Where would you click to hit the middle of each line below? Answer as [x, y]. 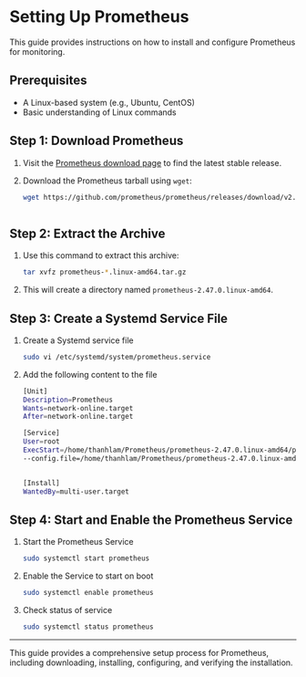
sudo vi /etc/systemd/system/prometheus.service [117, 357]
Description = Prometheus [68, 400]
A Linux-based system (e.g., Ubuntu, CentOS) [109, 102]
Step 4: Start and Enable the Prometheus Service [151, 520]
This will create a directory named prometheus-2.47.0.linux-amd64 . [148, 290]
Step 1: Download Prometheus [97, 141]
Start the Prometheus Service [78, 542]
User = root [41, 442]
